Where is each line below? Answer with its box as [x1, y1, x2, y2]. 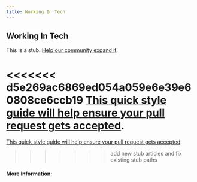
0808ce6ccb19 [6, 93, 84, 107]
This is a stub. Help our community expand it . [6, 47, 119, 54]
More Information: [6, 170, 53, 177]
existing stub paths [110, 156, 157, 163]
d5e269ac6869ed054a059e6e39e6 [6, 80, 192, 94]
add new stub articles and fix [110, 150, 182, 157]
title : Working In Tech [6, 8, 66, 15]
